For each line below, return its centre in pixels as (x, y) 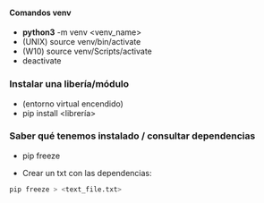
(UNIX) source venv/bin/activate (81, 42)
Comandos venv (40, 13)
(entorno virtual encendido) (72, 104)
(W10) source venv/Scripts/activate (87, 51)
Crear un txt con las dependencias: (87, 173)
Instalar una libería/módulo (69, 84)
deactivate (42, 61)
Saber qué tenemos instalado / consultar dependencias (132, 136)
